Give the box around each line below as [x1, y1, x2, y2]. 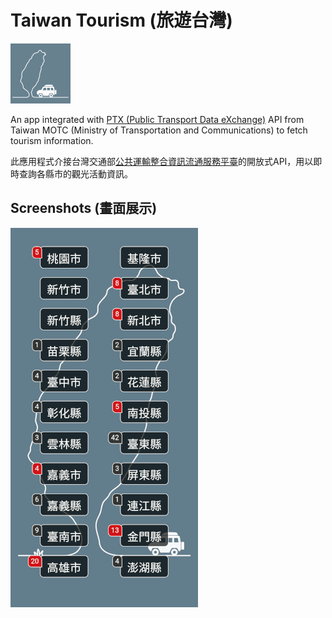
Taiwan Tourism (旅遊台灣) [10, 9, 233, 32]
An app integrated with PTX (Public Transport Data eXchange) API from [10, 113, 305, 125]
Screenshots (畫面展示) [10, 200, 158, 217]
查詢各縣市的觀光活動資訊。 [18, 167, 133, 180]
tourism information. [10, 134, 94, 146]
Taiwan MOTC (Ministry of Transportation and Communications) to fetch [10, 124, 308, 136]
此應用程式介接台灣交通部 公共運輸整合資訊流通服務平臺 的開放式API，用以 [10, 155, 314, 167]
